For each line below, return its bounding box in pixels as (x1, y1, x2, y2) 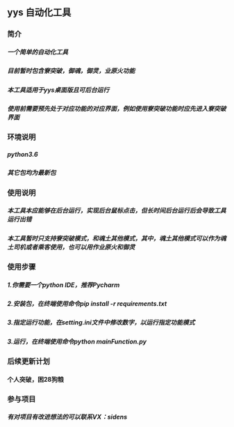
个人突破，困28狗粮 (7, 375, 64, 383)
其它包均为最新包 (7, 169, 56, 177)
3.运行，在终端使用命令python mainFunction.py (7, 337, 147, 346)
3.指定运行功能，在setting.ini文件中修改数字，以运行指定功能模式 (7, 318, 195, 327)
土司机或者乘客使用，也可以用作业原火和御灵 (7, 242, 135, 251)
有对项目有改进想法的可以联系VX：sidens (7, 413, 128, 421)
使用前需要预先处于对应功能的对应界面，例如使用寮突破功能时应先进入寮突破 (7, 104, 226, 113)
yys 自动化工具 (7, 6, 72, 19)
